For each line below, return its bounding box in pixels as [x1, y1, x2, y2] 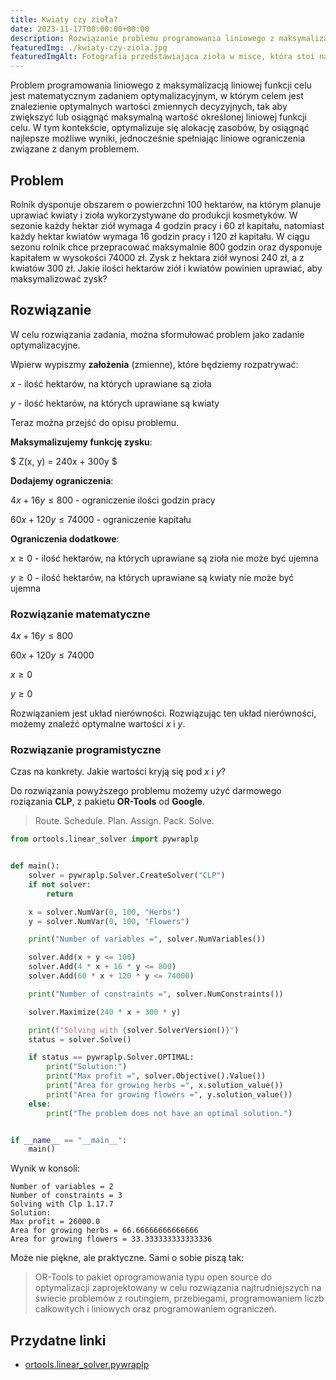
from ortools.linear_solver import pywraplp [10, 834, 199, 845]
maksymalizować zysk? [10, 272, 108, 285]
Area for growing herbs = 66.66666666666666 [10, 1226, 199, 1236]
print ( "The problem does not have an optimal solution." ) [46, 1108, 293, 1118]
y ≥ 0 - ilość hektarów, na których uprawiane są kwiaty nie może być [10, 571, 295, 583]
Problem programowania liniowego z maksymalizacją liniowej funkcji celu [10, 79, 312, 91]
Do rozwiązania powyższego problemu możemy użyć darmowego [10, 785, 282, 797]
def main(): [10, 861, 60, 871]
